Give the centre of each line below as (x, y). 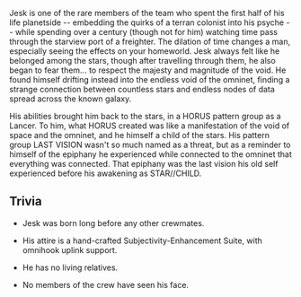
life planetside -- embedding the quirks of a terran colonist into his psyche (147, 22)
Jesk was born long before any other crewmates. (113, 223)
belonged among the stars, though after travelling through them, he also (142, 61)
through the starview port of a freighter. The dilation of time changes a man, (150, 41)
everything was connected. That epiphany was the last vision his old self (144, 164)
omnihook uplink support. (70, 249)
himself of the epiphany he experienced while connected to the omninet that (150, 154)
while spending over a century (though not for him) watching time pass (146, 32)
